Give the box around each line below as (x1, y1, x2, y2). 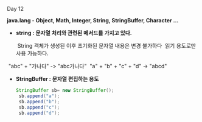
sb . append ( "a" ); (18, 93, 60, 99)
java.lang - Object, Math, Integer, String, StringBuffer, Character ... (7, 17, 179, 24)
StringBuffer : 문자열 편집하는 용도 (15, 75, 99, 82)
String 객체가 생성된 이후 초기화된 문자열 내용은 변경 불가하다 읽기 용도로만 (17, 42, 197, 49)
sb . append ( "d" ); (18, 110, 60, 116)
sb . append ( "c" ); (18, 104, 60, 111)
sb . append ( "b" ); (18, 98, 60, 104)
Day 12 (7, 5, 24, 12)
